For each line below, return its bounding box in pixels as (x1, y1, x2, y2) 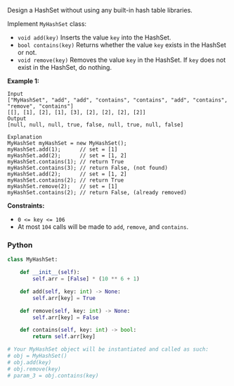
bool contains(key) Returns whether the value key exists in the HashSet (17, 41, 226, 49)
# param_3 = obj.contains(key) (7, 372, 99, 379)
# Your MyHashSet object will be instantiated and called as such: (7, 346, 209, 353)
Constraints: (7, 201, 45, 210)
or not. (17, 49, 37, 56)
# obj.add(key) (7, 359, 52, 366)
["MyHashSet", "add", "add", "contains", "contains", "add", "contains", (7, 96, 228, 104)
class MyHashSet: (7, 256, 58, 263)
